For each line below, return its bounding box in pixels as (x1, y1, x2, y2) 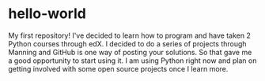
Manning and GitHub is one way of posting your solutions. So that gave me (8, 47, 252, 57)
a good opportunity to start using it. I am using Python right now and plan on (8, 56, 257, 65)
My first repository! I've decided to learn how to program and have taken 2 (8, 31, 251, 40)
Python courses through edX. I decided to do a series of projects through (8, 39, 247, 48)
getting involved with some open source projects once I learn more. (8, 64, 229, 73)
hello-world (8, 5, 87, 23)
